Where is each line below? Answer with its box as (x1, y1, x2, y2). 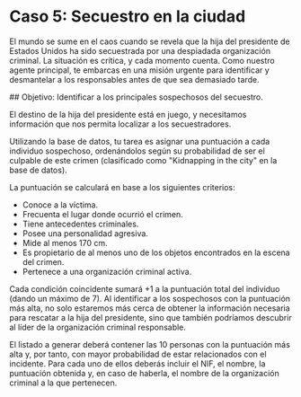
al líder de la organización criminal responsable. (9, 322, 187, 332)
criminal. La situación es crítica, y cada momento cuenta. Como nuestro (9, 55, 276, 66)
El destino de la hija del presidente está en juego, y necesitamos (9, 109, 247, 119)
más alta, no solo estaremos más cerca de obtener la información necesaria (9, 303, 290, 313)
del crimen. (22, 256, 65, 267)
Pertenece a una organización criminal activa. (22, 266, 192, 277)
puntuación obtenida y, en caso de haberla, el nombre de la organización (9, 367, 280, 378)
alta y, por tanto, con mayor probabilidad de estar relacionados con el (9, 348, 267, 359)
